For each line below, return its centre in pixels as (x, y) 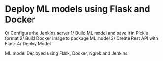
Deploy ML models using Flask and (78, 9)
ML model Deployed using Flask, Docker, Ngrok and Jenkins (66, 53)
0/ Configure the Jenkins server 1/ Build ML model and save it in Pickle (77, 33)
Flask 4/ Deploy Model (28, 43)
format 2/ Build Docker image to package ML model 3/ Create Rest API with (82, 38)
